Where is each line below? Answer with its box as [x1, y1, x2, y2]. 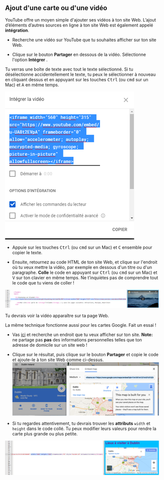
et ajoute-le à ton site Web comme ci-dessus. [12, 357, 104, 363]
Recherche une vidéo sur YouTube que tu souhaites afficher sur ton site [12, 37, 157, 43]
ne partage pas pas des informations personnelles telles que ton [12, 337, 143, 343]
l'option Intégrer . [12, 56, 48, 63]
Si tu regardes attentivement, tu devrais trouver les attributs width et [12, 421, 150, 427]
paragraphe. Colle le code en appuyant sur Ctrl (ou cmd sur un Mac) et [12, 269, 158, 275]
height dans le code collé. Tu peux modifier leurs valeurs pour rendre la [12, 426, 157, 432]
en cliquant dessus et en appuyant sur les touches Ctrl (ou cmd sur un [5, 76, 149, 82]
